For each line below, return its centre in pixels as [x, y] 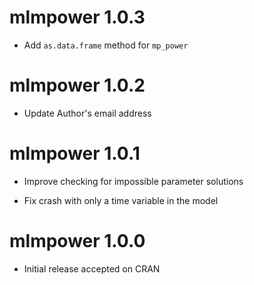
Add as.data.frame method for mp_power [106, 45]
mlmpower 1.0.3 [77, 17]
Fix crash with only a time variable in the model [121, 200]
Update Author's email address [87, 113]
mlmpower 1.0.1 [75, 153]
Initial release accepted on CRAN [92, 268]
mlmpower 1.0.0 [77, 241]
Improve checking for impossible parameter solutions [133, 181]
